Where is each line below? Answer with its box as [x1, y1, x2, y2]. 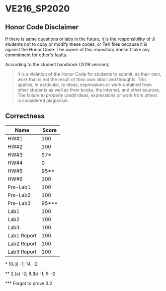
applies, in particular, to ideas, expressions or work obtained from [17, 82, 152, 88]
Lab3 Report [7, 248, 37, 255]
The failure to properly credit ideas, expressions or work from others [17, 93, 158, 98]
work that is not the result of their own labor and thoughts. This [17, 77, 147, 82]
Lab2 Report [7, 240, 37, 247]
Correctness [5, 112, 45, 120]
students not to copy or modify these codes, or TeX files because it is [5, 41, 148, 47]
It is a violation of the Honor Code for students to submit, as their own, [17, 71, 162, 77]
